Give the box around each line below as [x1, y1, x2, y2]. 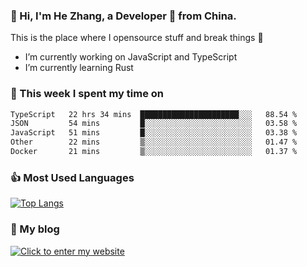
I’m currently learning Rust [24, 62, 134, 74]
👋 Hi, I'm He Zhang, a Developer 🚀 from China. [10, 9, 237, 23]
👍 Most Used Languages [10, 170, 135, 184]
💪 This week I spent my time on [10, 87, 165, 101]
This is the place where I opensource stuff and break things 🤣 [10, 32, 264, 44]
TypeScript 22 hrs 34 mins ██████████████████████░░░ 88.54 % [10, 109, 298, 119]
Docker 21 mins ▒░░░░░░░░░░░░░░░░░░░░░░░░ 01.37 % [10, 147, 298, 157]
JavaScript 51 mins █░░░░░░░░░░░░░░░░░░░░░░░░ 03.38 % [10, 128, 298, 138]
